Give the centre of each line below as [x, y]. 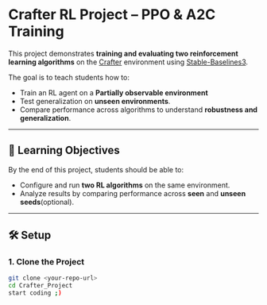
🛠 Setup [30, 236]
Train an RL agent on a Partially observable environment [114, 92]
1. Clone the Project [46, 262]
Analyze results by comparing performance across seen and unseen [133, 193]
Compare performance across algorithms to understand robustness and [139, 110]
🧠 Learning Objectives [64, 151]
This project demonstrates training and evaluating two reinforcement [123, 53]
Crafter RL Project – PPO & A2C [112, 15]
